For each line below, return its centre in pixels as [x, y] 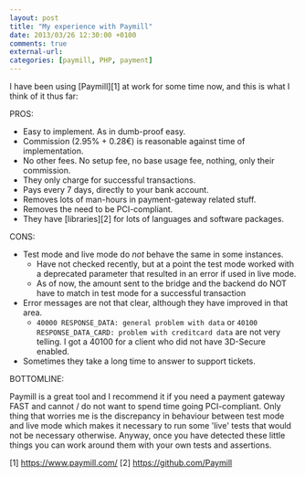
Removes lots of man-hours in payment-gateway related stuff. [139, 199]
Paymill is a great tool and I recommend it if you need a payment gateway [147, 397]
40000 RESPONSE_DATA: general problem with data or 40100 [147, 322]
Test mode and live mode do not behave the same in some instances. [153, 254]
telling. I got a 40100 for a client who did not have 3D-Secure [151, 342]
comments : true [38, 43]
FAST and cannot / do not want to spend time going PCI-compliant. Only [145, 406]
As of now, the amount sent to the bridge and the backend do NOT [162, 283]
